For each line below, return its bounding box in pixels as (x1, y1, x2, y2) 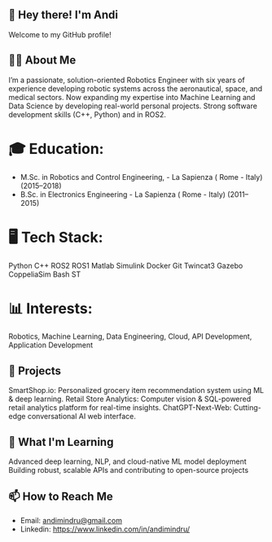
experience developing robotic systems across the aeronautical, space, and (8, 83, 263, 94)
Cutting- (233, 403, 262, 413)
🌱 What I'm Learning (8, 435, 114, 448)
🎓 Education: (8, 139, 104, 158)
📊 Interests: (8, 299, 93, 317)
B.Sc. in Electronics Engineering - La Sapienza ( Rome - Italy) (20, 189, 226, 199)
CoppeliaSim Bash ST (8, 269, 81, 279)
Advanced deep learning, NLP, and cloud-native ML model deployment (8, 457, 247, 466)
